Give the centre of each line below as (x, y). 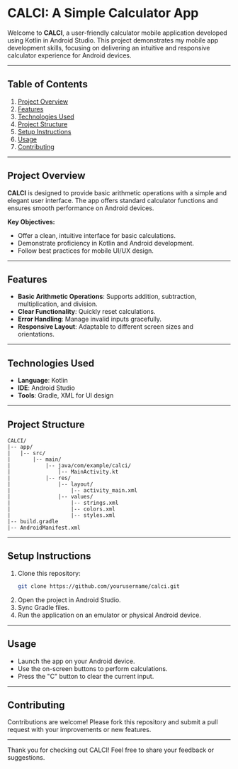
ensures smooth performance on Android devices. (81, 208)
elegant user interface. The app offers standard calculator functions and (113, 200)
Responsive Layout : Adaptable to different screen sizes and (105, 327)
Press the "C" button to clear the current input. (86, 676)
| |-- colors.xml (61, 509)
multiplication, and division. (57, 304)
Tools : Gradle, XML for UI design (66, 396)
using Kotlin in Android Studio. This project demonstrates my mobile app (113, 40)
